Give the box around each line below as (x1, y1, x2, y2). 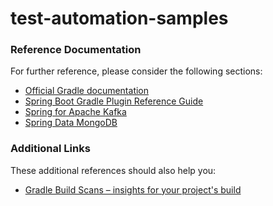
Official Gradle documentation (24, 85, 150, 97)
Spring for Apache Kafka (24, 106, 127, 118)
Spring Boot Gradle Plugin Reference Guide (24, 95, 204, 107)
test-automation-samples (10, 7, 229, 30)
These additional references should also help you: (10, 164, 217, 176)
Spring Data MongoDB (24, 117, 118, 129)
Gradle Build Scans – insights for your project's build (24, 183, 242, 196)
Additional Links (10, 142, 91, 156)
